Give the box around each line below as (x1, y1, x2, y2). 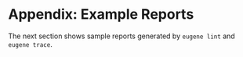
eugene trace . (8, 39, 53, 48)
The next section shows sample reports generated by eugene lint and (8, 31, 235, 41)
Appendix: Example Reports (8, 5, 194, 23)
